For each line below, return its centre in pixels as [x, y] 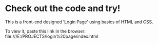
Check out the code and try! [63, 8]
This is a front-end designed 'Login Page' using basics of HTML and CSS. [79, 22]
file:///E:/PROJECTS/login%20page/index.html [52, 36]
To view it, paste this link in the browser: [46, 31]
